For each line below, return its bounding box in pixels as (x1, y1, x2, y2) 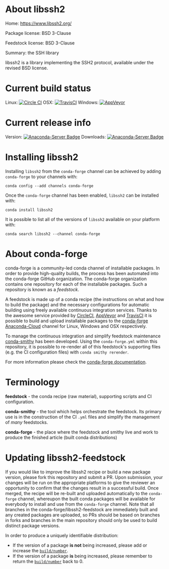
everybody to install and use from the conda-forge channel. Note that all (5, 501, 154, 507)
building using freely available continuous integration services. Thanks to (5, 307, 157, 313)
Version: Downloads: (5, 134, 106, 140)
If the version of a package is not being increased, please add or (12, 542, 147, 548)
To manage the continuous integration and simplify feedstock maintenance (5, 333, 161, 339)
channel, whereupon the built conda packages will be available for (17, 496, 155, 502)
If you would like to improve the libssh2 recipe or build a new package (5, 469, 151, 475)
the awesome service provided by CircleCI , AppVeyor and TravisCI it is (5, 312, 152, 318)
